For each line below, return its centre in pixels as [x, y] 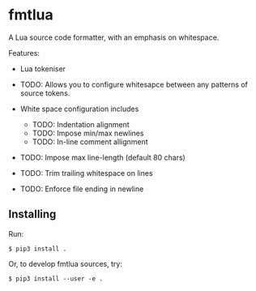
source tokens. [45, 93]
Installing [32, 214]
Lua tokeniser [43, 68]
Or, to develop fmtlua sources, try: [66, 263]
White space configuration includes [79, 109]
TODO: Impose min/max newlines [88, 133]
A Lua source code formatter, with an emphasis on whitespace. [114, 37]
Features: [24, 53]
